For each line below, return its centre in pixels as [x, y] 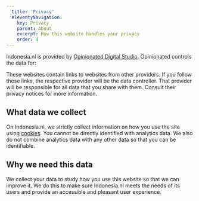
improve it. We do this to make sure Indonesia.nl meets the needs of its [93, 185]
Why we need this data [50, 165]
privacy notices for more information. [52, 94]
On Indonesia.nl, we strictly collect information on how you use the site [93, 127]
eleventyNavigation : [37, 17]
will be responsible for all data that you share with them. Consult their [91, 87]
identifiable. [21, 146]
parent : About [34, 28]
